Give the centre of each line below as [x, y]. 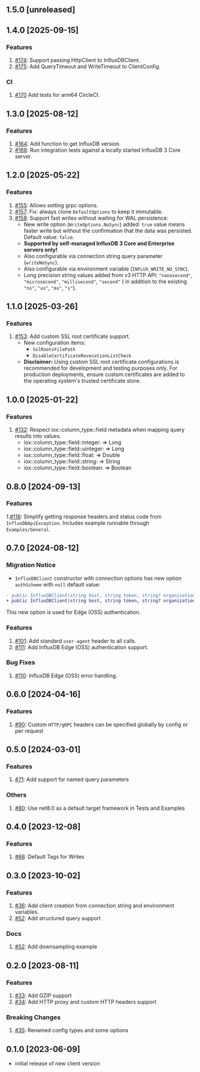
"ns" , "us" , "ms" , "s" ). [50, 288]
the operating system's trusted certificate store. [82, 381]
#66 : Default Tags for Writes [49, 857]
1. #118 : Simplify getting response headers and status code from [84, 517]
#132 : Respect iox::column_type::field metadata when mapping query [100, 430]
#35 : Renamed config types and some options [71, 1030]
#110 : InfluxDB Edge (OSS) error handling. [66, 675]
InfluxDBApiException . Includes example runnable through [78, 523]
